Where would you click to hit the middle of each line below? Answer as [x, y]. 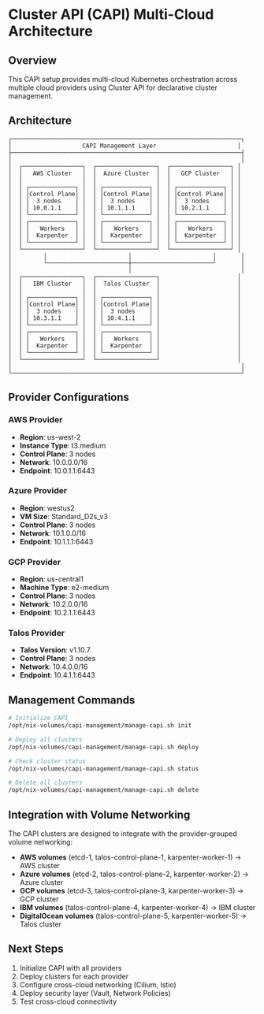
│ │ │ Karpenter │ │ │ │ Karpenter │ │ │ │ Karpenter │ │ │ [125, 235]
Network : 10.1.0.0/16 [53, 533]
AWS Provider [35, 420]
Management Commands [72, 700]
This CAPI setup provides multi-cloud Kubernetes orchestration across [123, 79]
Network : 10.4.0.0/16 [54, 667]
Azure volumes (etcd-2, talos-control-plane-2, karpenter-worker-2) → [134, 874]
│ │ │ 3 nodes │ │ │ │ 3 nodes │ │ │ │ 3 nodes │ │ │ [125, 201]
